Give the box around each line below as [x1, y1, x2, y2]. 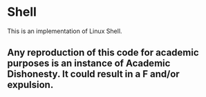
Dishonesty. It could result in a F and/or [7, 68, 180, 80]
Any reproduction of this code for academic [7, 47, 199, 58]
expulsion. [7, 79, 54, 91]
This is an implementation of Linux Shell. [7, 27, 122, 35]
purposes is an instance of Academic [7, 58, 171, 69]
